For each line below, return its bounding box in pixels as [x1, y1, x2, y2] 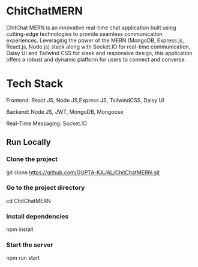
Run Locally [6, 137, 51, 147]
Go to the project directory [6, 184, 85, 192]
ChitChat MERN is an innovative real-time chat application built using [6, 24, 176, 31]
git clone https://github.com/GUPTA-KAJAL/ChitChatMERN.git [6, 169, 160, 176]
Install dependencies [6, 212, 69, 220]
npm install [6, 226, 34, 233]
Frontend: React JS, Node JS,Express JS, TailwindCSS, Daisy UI [6, 96, 164, 104]
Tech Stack [6, 77, 64, 90]
